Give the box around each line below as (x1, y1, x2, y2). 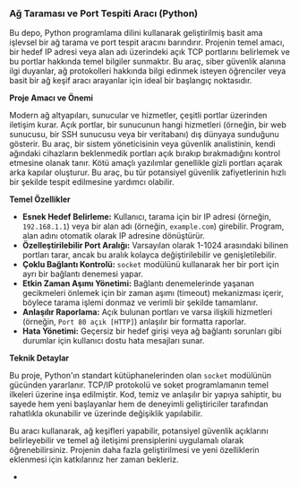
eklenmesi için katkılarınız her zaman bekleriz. (9, 454, 179, 465)
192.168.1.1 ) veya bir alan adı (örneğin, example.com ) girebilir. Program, (21, 221, 285, 231)
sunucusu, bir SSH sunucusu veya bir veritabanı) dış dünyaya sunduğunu (9, 129, 279, 140)
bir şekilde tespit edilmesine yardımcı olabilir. (9, 177, 175, 187)
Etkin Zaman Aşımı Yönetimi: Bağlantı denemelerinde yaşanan (21, 278, 255, 289)
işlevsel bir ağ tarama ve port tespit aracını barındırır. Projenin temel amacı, (9, 37, 285, 48)
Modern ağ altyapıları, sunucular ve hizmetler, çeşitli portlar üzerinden (9, 110, 268, 121)
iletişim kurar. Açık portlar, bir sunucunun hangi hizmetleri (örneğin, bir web (9, 119, 286, 130)
